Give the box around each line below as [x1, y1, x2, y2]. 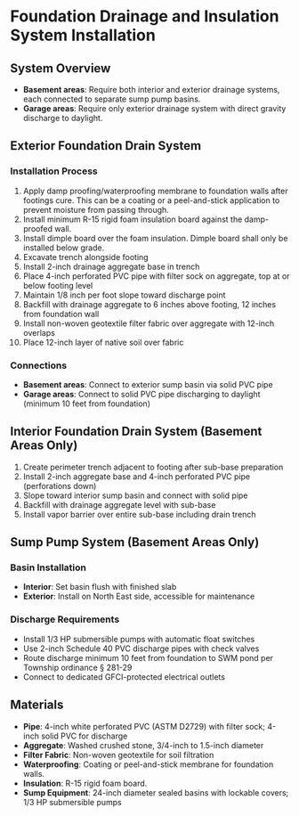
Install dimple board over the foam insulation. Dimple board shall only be [22, 233, 288, 243]
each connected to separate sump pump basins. [22, 94, 201, 104]
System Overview [10, 61, 111, 76]
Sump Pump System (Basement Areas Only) [10, 534, 260, 550]
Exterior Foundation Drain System [10, 138, 202, 153]
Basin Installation [10, 561, 87, 574]
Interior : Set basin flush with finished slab [22, 582, 177, 592]
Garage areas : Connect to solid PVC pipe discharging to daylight [22, 388, 261, 399]
